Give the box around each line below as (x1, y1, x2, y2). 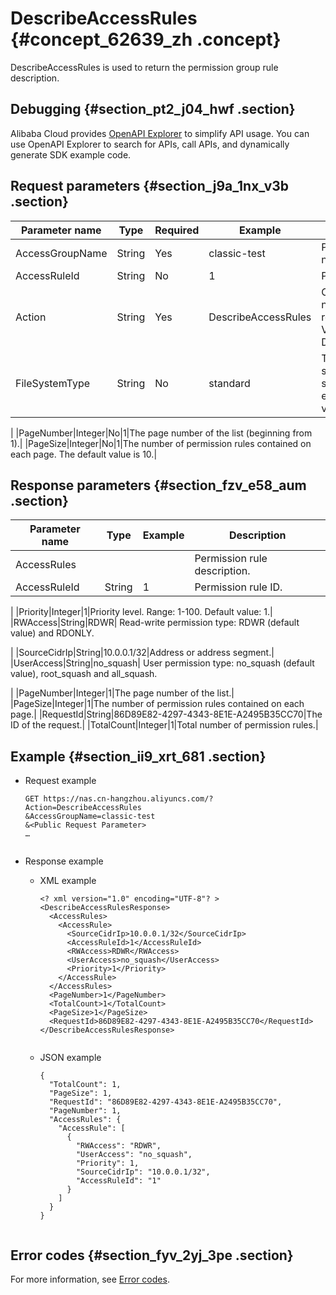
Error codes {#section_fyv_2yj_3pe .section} (10, 1247, 294, 1264)
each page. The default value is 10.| (10, 448, 158, 460)
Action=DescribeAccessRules (24, 803, 142, 813)
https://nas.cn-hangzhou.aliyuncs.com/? (43, 794, 214, 804)
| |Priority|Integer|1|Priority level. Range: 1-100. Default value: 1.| (10, 606, 273, 618)
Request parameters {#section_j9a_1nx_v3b (10, 178, 290, 195)
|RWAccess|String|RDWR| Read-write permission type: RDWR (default (10, 617, 300, 629)
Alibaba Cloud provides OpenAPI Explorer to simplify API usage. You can (10, 127, 310, 139)
